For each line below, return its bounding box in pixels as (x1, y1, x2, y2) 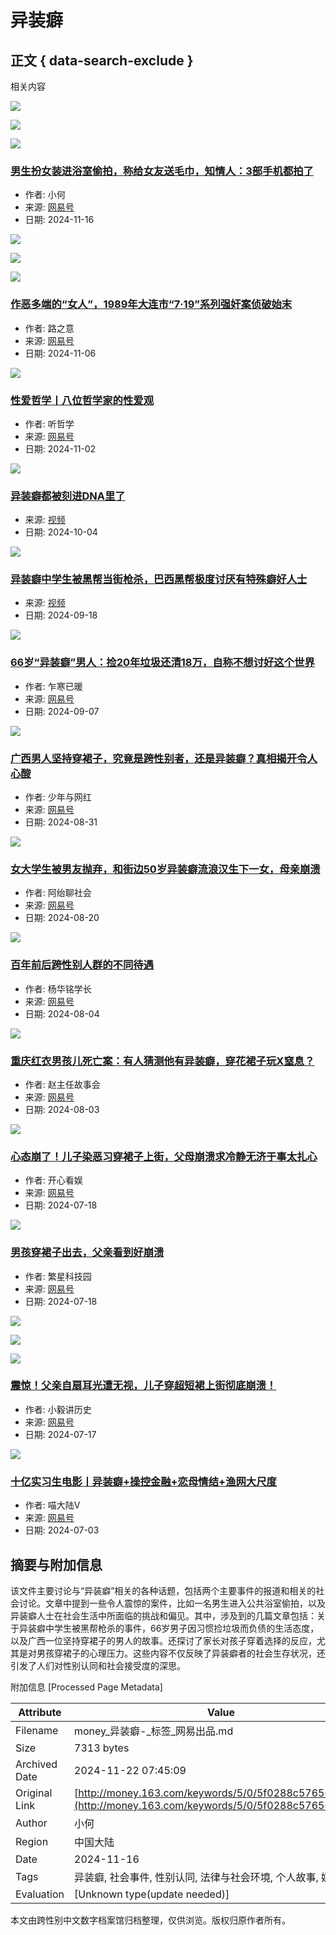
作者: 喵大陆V (24, 1499, 81, 1511)
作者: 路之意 (24, 322, 75, 334)
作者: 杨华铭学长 (24, 982, 92, 995)
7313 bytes (74, 1741, 130, 1755)
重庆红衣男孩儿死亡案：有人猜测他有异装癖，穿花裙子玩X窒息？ (10, 1054, 315, 1068)
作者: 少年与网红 (24, 791, 92, 803)
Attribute (18, 1705, 62, 1719)
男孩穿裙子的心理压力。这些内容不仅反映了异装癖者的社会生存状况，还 (36, 1647, 326, 1659)
